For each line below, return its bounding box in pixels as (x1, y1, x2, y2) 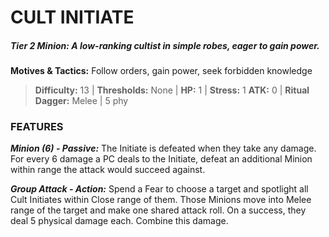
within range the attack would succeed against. (10, 164, 206, 176)
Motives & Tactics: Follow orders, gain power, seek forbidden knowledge (10, 65, 313, 77)
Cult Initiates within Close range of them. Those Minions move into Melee (10, 194, 312, 206)
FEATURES (10, 120, 64, 134)
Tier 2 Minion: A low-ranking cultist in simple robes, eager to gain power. (10, 39, 320, 51)
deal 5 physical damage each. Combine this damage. (10, 215, 229, 227)
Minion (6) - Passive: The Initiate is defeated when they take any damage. (10, 142, 317, 155)
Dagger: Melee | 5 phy (34, 95, 129, 107)
